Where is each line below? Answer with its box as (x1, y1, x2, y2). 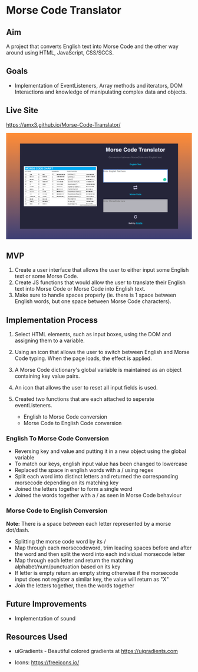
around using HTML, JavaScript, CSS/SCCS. (6, 49, 114, 56)
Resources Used (6, 632, 68, 642)
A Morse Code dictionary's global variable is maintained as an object (14, 366, 182, 374)
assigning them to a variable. (14, 337, 85, 344)
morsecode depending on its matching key (14, 479, 119, 486)
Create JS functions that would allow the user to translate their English (14, 279, 186, 286)
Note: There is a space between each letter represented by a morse (6, 520, 171, 527)
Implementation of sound (14, 615, 76, 622)
